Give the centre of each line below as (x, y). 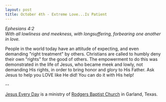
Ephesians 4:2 (20, 28)
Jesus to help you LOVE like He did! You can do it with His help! (70, 75)
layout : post (19, 10)
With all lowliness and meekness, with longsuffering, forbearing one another (83, 34)
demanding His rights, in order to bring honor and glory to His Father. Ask (80, 69)
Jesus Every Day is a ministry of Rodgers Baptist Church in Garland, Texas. (82, 94)
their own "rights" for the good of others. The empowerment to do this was (82, 59)
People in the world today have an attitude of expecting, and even (72, 49)
